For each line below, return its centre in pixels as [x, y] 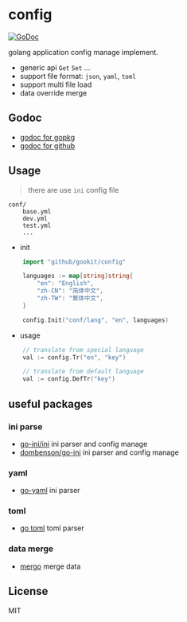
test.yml [37, 225]
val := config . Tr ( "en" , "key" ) [74, 357]
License [28, 591]
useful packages [51, 404]
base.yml [37, 211]
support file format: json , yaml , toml [78, 76]
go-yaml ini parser [50, 491]
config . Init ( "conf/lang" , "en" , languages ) [96, 320]
